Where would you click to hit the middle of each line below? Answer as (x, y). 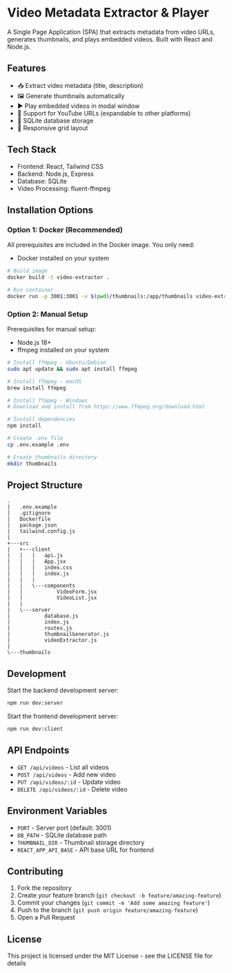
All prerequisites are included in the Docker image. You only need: (101, 245)
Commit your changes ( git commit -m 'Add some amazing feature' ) (114, 903)
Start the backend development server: (63, 691)
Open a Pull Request (46, 918)
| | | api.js (35, 556)
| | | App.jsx (37, 562)
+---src (18, 544)
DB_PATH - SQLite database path (62, 835)
